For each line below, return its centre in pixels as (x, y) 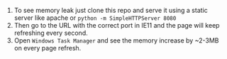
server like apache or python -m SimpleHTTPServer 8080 (95, 18)
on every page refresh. (48, 48)
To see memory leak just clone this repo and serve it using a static (111, 10)
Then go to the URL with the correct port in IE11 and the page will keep (117, 25)
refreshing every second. (51, 33)
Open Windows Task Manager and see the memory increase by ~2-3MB (116, 41)
